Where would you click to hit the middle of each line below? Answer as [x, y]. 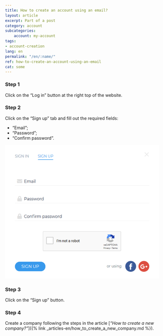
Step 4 [13, 313]
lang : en [14, 51]
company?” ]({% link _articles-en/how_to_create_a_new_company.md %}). [80, 328]
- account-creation [25, 46]
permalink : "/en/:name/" [30, 56]
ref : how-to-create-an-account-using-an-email [53, 62]
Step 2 [13, 108]
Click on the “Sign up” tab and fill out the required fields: [62, 118]
